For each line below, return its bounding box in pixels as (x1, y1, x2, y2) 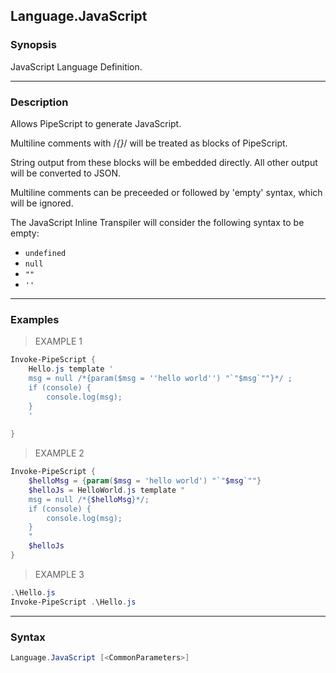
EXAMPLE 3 (34, 568, 85, 580)
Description (10, 95, 69, 109)
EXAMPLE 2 (34, 447, 85, 459)
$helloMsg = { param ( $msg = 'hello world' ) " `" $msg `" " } (28, 476, 262, 486)
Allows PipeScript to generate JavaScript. (10, 117, 182, 129)
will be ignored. (10, 197, 74, 209)
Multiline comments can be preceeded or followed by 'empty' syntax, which (10, 186, 323, 198)
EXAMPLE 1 (34, 335, 83, 348)
